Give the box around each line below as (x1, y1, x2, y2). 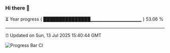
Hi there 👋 (5, 4, 30, 11)
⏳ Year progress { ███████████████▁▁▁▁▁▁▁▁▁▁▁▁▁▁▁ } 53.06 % (5, 16, 163, 22)
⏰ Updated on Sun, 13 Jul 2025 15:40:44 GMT (5, 32, 102, 38)
